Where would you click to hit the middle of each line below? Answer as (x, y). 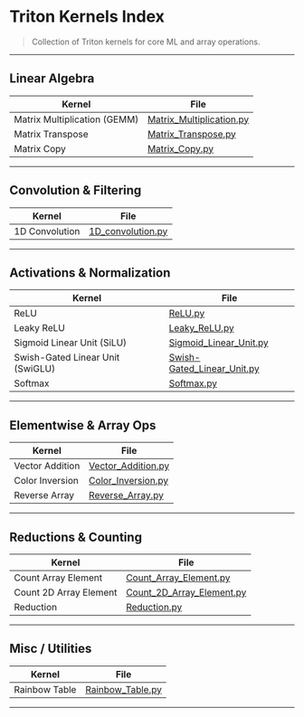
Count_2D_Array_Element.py (186, 592)
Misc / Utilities (51, 649)
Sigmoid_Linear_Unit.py (218, 343)
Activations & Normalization (90, 273)
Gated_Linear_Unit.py (214, 369)
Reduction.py (154, 607)
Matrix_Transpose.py (192, 134)
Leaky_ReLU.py (201, 328)
